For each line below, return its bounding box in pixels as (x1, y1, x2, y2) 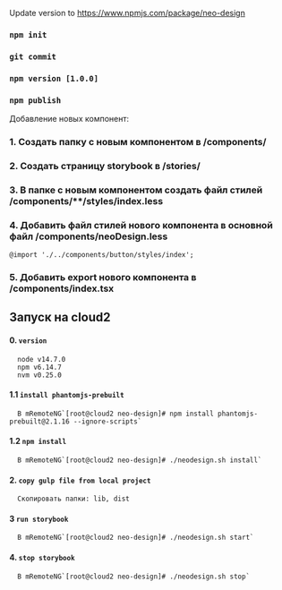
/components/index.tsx (9, 282, 115, 295)
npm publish (9, 95, 62, 106)
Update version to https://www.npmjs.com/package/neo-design (9, 8, 246, 18)
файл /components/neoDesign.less (9, 230, 168, 243)
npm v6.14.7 (17, 363, 63, 372)
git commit (9, 51, 56, 62)
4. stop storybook (9, 552, 75, 563)
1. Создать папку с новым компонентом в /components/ (9, 135, 267, 148)
